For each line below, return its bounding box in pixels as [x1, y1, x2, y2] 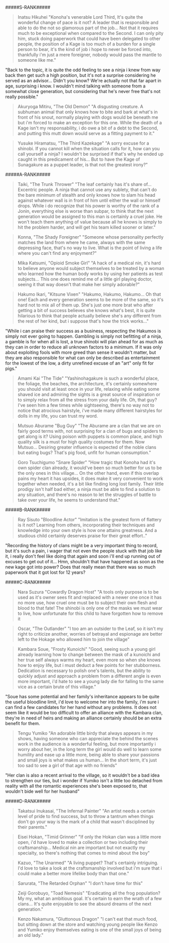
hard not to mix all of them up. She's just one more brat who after [17, 302, 153, 308]
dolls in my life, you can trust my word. [17, 413, 98, 419]
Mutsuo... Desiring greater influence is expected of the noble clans [17, 444, 156, 450]
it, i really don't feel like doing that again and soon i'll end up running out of [5, 553, 161, 559]
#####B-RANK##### [5, 507, 50, 513]
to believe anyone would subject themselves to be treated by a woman [17, 265, 164, 271]
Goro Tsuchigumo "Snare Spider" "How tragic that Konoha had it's [17, 460, 156, 465]
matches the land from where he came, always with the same [17, 240, 145, 245]
